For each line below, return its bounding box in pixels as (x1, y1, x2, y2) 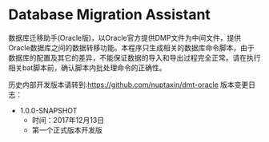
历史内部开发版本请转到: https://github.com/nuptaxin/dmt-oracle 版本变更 (8, 80, 249, 89)
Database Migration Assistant (8, 6, 211, 24)
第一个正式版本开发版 (31, 125, 102, 135)
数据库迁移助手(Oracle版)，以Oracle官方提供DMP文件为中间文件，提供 (8, 33, 242, 42)
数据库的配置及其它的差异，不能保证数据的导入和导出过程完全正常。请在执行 (8, 53, 261, 62)
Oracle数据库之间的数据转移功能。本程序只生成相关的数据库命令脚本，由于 (8, 42, 255, 53)
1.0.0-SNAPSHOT (19, 105, 78, 115)
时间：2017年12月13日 (31, 115, 105, 124)
